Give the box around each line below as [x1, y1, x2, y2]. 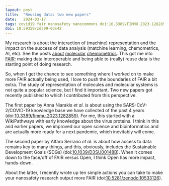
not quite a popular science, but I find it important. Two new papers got [5, 87, 152, 93]
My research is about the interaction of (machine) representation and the [5, 40, 156, 46]
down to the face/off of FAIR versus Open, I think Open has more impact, [5, 154, 156, 161]
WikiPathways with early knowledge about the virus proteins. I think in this [5, 118, 159, 124]
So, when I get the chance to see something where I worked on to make [5, 71, 154, 77]
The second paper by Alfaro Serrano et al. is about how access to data [5, 139, 152, 145]
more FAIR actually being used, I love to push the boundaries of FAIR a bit [5, 76, 157, 82]
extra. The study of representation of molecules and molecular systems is [5, 81, 158, 88]
